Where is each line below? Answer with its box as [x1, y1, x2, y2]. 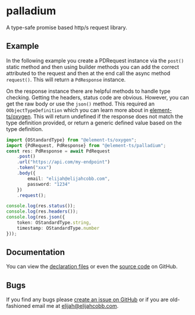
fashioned [6, 302, 31, 310]
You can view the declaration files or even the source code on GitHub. [6, 263, 178, 270]
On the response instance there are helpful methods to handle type [6, 88, 171, 95]
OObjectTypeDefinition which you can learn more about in [6, 106, 149, 114]
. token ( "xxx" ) [17, 165, 52, 171]
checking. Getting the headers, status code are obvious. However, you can [6, 93, 189, 101]
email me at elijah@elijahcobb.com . [32, 302, 119, 310]
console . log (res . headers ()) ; [6, 208, 78, 215]
